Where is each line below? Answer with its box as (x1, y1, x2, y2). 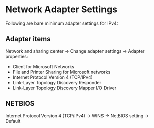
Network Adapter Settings (5, 4, 118, 15)
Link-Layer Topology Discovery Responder (12, 79, 102, 85)
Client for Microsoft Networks (12, 63, 75, 69)
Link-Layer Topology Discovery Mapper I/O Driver (12, 85, 117, 91)
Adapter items (5, 35, 51, 43)
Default (5, 118, 21, 124)
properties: (5, 53, 28, 59)
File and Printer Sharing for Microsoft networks (12, 69, 111, 75)
